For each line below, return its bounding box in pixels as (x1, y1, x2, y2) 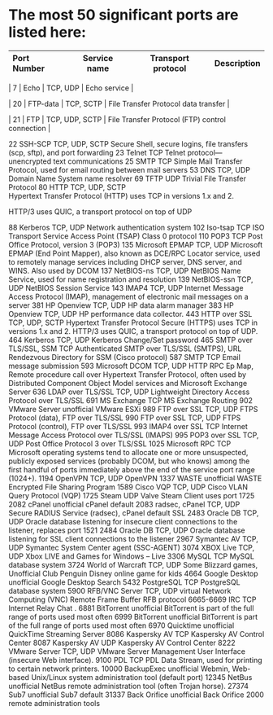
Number (12, 63, 45, 74)
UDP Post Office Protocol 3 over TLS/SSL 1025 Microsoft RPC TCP (8, 438, 232, 449)
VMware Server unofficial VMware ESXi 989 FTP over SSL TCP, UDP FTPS (8, 404, 258, 414)
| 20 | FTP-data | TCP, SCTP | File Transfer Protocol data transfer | (8, 99, 230, 108)
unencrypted (8, 156, 52, 166)
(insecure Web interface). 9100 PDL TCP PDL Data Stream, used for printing (8, 655, 262, 665)
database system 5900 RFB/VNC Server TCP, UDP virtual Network (8, 586, 232, 595)
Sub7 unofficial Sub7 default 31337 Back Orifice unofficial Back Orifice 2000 (8, 690, 264, 700)
